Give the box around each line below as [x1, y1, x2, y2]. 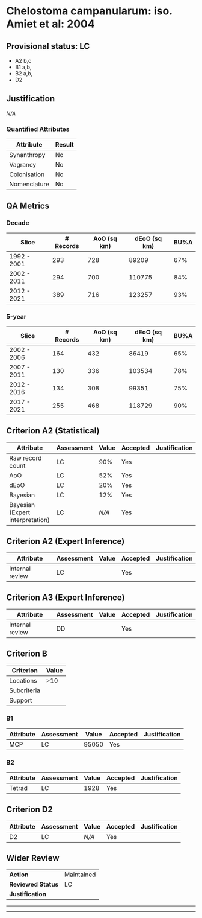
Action [9, 870, 29, 879]
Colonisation [9, 170, 45, 179]
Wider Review [6, 853, 60, 864]
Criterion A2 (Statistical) [6, 426, 100, 436]
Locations [9, 677, 37, 685]
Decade [6, 218, 29, 227]
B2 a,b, [14, 70, 33, 77]
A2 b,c [14, 57, 32, 64]
